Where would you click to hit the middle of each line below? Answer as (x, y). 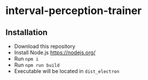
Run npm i (26, 59)
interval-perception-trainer (74, 11)
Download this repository (45, 46)
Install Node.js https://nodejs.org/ (55, 53)
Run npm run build (37, 65)
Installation (27, 32)
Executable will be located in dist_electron (67, 71)
